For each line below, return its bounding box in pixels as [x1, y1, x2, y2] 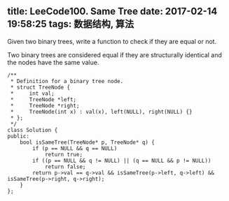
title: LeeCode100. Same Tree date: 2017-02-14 [7, 6, 218, 17]
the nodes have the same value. [7, 58, 99, 66]
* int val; [10, 90, 55, 97]
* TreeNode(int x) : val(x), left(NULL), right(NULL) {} [10, 108, 193, 115]
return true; [44, 151, 83, 158]
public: [7, 133, 30, 140]
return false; [44, 163, 86, 170]
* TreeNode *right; [10, 102, 80, 109]
